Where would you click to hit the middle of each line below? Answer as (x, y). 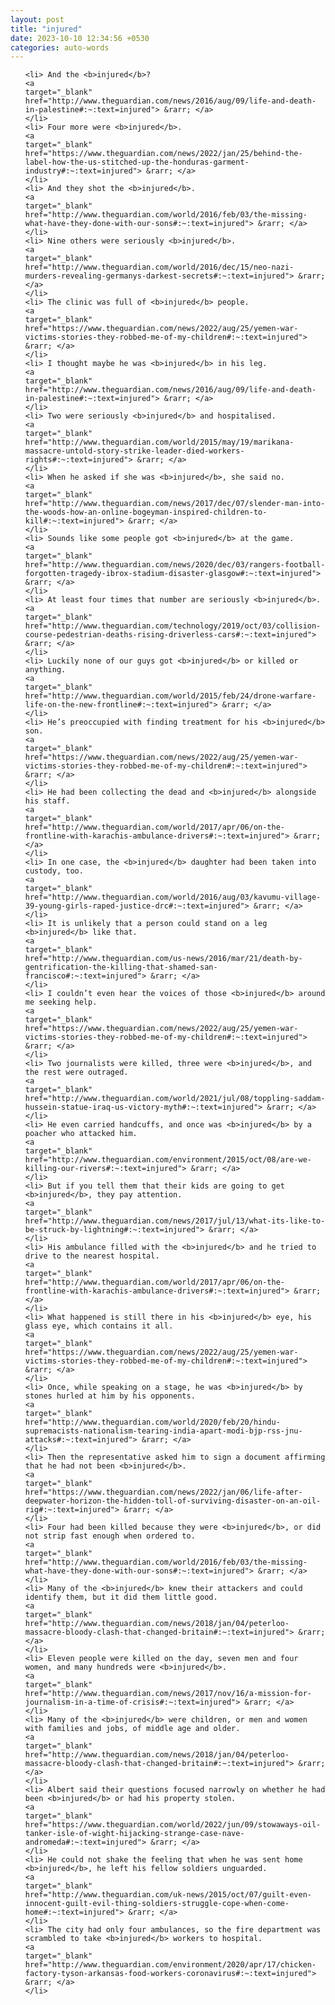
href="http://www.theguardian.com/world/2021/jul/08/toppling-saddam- (175, 1099)
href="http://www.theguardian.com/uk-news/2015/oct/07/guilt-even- (168, 1895)
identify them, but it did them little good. (121, 1597)
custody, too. (54, 871)
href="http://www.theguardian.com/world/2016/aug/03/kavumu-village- (173, 897)
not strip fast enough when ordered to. (110, 1536)
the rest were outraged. (76, 1072)
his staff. (47, 801)
